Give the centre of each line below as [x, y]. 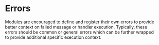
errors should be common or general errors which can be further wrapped [79, 32]
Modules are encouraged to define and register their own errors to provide [80, 22]
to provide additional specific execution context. [53, 37]
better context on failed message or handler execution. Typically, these [76, 27]
